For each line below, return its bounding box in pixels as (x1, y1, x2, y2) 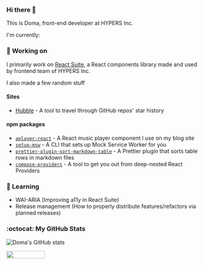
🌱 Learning (6, 182, 40, 191)
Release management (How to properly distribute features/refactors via (15, 202, 197, 210)
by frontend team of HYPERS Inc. (6, 67, 90, 74)
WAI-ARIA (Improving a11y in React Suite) (15, 196, 119, 204)
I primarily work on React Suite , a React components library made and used (6, 61, 198, 68)
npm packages (6, 121, 45, 128)
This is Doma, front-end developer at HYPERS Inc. (6, 20, 133, 27)
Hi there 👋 (6, 6, 37, 14)
